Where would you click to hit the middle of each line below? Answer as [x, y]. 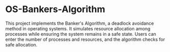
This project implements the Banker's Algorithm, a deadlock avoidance [80, 23]
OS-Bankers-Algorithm [55, 9]
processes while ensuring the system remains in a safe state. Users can [81, 34]
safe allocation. [21, 44]
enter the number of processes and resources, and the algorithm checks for [85, 39]
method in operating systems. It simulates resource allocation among [78, 28]
